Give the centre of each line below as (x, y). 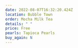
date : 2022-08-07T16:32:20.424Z (39, 10)
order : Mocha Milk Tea (29, 19)
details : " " (19, 24)
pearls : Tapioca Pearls (30, 33)
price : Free (18, 28)
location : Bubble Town (29, 14)
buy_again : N (19, 38)
